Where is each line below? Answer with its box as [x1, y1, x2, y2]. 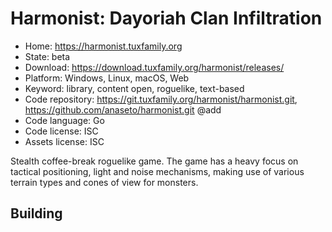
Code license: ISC [24, 125, 99, 137]
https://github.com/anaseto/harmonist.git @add [24, 103, 222, 116]
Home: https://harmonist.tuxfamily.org [24, 40, 183, 52]
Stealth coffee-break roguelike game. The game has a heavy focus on [10, 155, 299, 167]
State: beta [24, 50, 71, 62]
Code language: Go [24, 114, 105, 126]
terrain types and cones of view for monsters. [10, 176, 199, 188]
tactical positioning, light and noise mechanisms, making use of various [10, 165, 305, 177]
